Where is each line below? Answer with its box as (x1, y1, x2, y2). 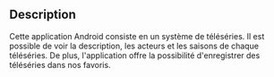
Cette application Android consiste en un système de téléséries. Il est (9, 30, 265, 41)
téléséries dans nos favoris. (9, 59, 111, 70)
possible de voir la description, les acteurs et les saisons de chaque (9, 40, 260, 51)
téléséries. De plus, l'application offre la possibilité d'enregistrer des (9, 49, 261, 61)
